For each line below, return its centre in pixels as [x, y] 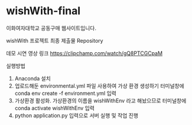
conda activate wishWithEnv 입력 [54, 108]
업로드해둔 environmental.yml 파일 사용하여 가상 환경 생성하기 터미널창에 [99, 86]
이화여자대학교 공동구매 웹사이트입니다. [51, 28]
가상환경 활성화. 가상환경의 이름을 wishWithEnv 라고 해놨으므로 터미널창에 [100, 100]
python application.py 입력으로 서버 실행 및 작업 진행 [77, 115]
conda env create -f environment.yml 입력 [65, 93]
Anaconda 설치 [33, 78]
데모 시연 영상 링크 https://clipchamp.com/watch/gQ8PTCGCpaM [84, 53]
